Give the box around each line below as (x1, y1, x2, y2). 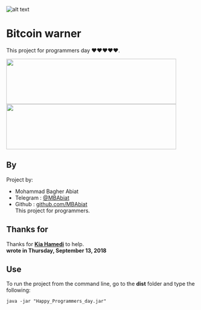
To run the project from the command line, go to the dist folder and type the (6, 280, 195, 288)
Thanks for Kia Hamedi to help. (6, 240, 85, 247)
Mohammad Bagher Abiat (14, 188, 79, 195)
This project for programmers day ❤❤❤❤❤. (6, 46, 121, 54)
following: (6, 286, 31, 294)
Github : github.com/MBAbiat (14, 200, 88, 207)
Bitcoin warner (6, 27, 81, 40)
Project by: (6, 176, 33, 183)
